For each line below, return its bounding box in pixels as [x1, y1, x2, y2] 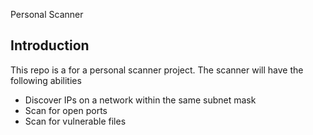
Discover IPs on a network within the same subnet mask [24, 94, 257, 106]
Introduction [10, 37, 90, 54]
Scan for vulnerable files [24, 115, 127, 127]
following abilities [10, 74, 82, 86]
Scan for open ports [24, 104, 108, 116]
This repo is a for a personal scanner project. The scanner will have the [10, 64, 304, 76]
